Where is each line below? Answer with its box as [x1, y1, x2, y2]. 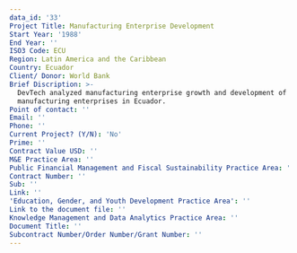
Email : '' [9, 113, 47, 122]
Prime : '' [9, 138, 47, 147]
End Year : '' [9, 38, 58, 48]
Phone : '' [9, 122, 47, 131]
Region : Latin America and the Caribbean [9, 55, 167, 64]
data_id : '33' [9, 13, 63, 22]
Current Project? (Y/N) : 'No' [9, 130, 123, 139]
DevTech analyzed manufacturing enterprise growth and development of [17, 88, 287, 97]
